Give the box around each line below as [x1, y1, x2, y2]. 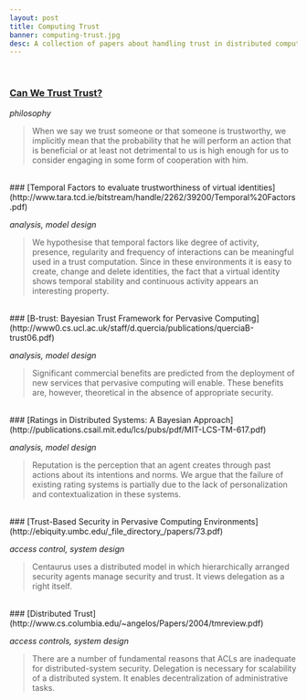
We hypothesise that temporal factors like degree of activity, [31, 237, 259, 248]
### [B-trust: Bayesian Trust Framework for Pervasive [9, 313, 213, 323]
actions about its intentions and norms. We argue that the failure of [31, 469, 284, 480]
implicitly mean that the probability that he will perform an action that [31, 134, 291, 146]
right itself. [31, 580, 73, 591]
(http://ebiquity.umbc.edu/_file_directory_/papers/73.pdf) [9, 525, 224, 536]
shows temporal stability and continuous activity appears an [31, 275, 259, 286]
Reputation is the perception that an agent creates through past [31, 459, 271, 471]
